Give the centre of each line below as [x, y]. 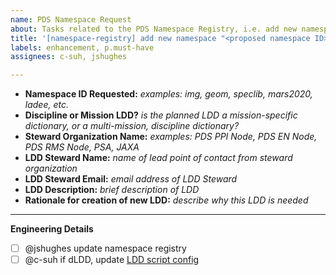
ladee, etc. [46, 105]
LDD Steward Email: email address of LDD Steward [131, 179]
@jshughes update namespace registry [105, 248]
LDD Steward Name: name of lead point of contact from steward [158, 158]
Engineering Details [52, 229]
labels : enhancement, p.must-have [82, 47]
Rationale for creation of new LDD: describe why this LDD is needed [166, 200]
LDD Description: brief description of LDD [112, 190]
